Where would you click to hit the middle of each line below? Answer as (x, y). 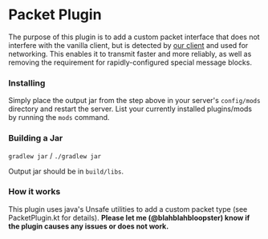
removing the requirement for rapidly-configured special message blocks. (130, 62)
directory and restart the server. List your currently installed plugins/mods (130, 109)
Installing (27, 83)
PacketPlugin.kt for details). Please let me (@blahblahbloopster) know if (129, 217)
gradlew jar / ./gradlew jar (55, 155)
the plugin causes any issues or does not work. (89, 226)
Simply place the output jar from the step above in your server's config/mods (134, 101)
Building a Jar (36, 138)
